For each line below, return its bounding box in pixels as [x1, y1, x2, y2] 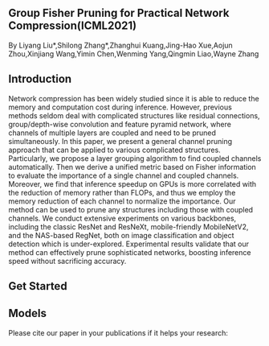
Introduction [8, 72, 72, 86]
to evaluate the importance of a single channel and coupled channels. [8, 171, 239, 180]
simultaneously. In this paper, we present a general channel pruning [8, 136, 233, 146]
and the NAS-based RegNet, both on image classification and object [8, 230, 234, 240]
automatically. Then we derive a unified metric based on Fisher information [8, 162, 257, 171]
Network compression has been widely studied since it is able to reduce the [8, 93, 259, 103]
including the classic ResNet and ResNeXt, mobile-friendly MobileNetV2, [8, 221, 249, 232]
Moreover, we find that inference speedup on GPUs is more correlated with [8, 179, 257, 188]
